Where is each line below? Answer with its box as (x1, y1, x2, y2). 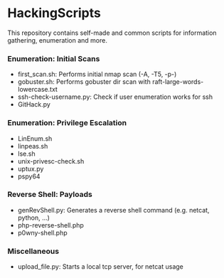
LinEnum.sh (17, 134, 53, 143)
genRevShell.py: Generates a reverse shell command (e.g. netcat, (17, 205, 210, 214)
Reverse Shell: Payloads (7, 190, 92, 200)
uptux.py (17, 164, 44, 173)
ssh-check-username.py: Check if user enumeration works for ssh (17, 92, 213, 101)
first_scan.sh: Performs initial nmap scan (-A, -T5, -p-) (17, 70, 177, 79)
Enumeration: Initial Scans (7, 53, 100, 63)
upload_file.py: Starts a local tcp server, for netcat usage (17, 262, 183, 271)
